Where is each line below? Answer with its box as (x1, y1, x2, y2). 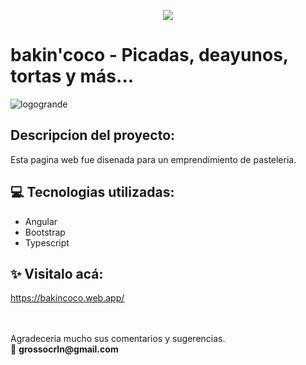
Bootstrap (24, 226, 66, 238)
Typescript (24, 236, 70, 249)
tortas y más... (10, 65, 135, 88)
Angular (24, 215, 58, 227)
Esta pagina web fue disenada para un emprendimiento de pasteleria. (10, 153, 297, 165)
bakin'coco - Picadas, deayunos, (10, 44, 289, 67)
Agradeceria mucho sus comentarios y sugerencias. (10, 333, 226, 345)
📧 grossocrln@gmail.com (10, 343, 119, 355)
